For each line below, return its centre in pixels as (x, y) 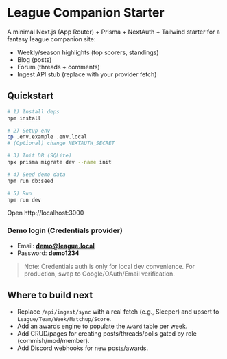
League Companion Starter (86, 13)
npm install (24, 118)
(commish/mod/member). (53, 341)
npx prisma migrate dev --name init (59, 162)
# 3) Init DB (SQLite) (39, 156)
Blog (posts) (34, 59)
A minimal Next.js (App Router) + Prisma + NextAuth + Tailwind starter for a (114, 32)
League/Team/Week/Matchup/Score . (64, 319)
